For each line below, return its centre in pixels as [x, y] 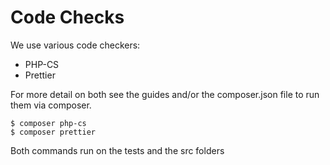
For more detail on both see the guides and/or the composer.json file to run [165, 94]
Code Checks [67, 17]
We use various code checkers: [75, 45]
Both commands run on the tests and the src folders [117, 150]
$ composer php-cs [48, 123]
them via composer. [51, 105]
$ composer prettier [53, 132]
